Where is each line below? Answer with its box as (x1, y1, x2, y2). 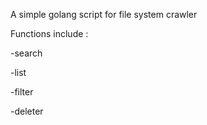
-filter (10, 86, 34, 98)
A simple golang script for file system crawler (10, 9, 198, 20)
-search (10, 47, 43, 59)
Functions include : (10, 28, 89, 39)
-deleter (10, 105, 44, 117)
